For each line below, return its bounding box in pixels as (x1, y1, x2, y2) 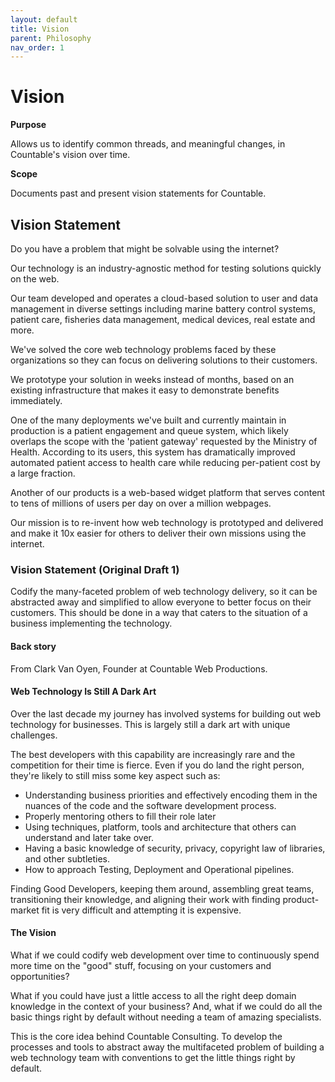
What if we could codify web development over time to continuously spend (10, 949, 320, 961)
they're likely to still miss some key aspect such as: (10, 769, 221, 781)
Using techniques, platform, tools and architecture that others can (24, 821, 297, 833)
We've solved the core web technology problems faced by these (10, 344, 277, 355)
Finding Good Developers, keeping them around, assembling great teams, (10, 882, 315, 895)
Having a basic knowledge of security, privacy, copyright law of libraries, (24, 842, 326, 854)
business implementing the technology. (10, 617, 173, 630)
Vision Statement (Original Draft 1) (10, 562, 180, 576)
